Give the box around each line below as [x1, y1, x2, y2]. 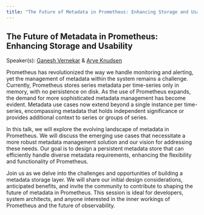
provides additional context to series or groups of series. [6, 114, 148, 121]
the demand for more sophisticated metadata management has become [6, 95, 186, 102]
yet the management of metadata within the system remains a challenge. [6, 75, 188, 83]
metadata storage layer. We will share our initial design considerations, [6, 176, 183, 183]
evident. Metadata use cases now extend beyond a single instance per [6, 101, 183, 108]
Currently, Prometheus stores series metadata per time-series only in [6, 81, 179, 89]
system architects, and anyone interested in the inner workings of [6, 196, 171, 203]
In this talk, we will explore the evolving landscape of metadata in [6, 126, 169, 133]
